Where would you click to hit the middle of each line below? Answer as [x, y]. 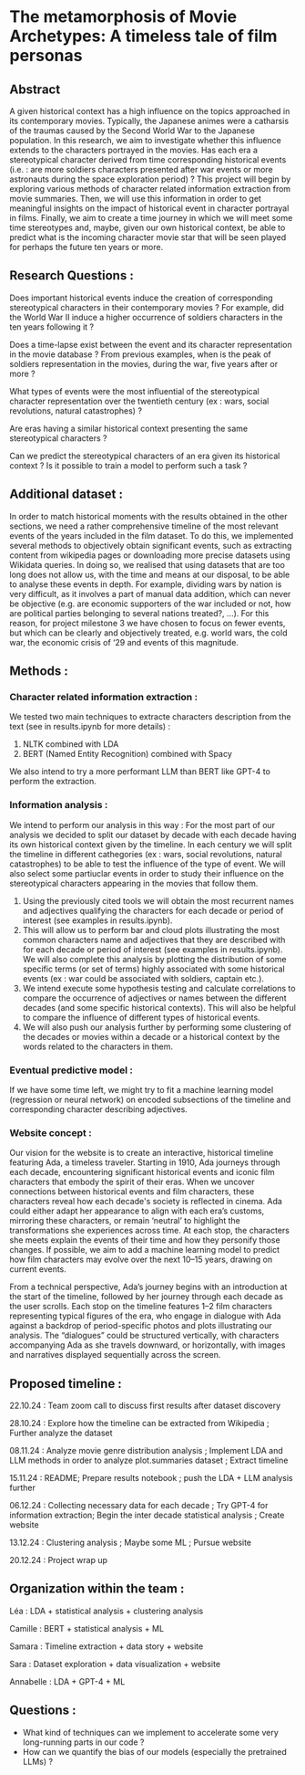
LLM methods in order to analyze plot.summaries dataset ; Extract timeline [149, 1460]
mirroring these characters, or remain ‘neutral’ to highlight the [125, 1221]
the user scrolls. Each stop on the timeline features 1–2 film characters [141, 1307]
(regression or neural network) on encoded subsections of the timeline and [150, 1099]
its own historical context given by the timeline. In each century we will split [151, 844]
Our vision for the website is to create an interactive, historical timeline [142, 1153]
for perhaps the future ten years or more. [86, 247]
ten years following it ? [51, 327]
